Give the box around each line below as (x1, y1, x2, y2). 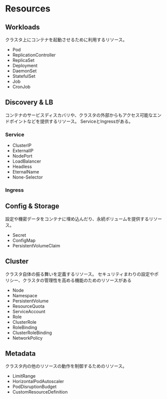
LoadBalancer (12, 158, 41, 165)
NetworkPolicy (12, 335, 43, 341)
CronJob (12, 84, 31, 90)
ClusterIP (12, 143, 31, 149)
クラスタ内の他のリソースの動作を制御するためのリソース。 (5, 363, 127, 369)
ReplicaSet (12, 57, 35, 63)
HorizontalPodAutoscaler (12, 379, 64, 385)
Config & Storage (5, 202, 60, 210)
